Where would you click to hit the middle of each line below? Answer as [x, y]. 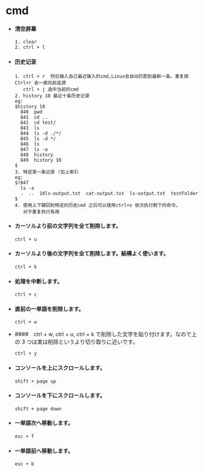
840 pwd [31, 112]
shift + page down [38, 409]
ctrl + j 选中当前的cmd [51, 89]
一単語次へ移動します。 [44, 423]
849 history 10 [41, 160]
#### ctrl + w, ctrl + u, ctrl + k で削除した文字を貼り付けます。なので [103, 334]
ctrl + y [26, 354]
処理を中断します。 [38, 281]
